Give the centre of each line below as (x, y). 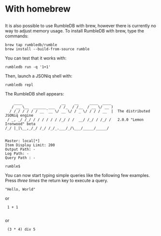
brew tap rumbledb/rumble (31, 45)
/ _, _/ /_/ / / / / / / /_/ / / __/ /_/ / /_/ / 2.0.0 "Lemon (75, 120)
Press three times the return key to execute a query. (57, 180)
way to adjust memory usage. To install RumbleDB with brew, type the (74, 31)
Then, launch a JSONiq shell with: (39, 76)
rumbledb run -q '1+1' (28, 67)
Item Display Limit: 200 (30, 145)
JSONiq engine (19, 115)
